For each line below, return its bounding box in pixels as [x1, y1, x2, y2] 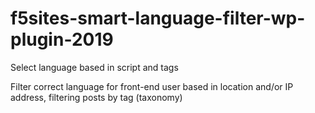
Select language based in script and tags [10, 61, 179, 73]
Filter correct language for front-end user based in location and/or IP [10, 80, 294, 92]
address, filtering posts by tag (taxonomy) [10, 91, 183, 103]
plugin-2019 [10, 28, 114, 51]
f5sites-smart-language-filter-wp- [10, 7, 306, 30]
